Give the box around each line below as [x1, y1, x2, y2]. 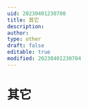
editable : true [7, 49, 51, 56]
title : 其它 [7, 17, 39, 23]
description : [7, 23, 45, 30]
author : [7, 29, 30, 37]
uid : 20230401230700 [7, 10, 67, 17]
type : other [7, 36, 41, 43]
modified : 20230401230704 [7, 55, 81, 62]
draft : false [7, 42, 45, 49]
